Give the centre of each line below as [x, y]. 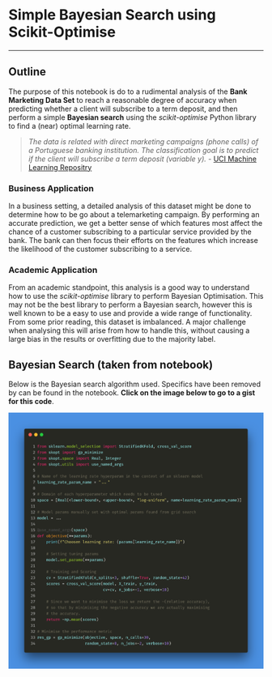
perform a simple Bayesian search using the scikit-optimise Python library [132, 117]
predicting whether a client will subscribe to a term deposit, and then [123, 109]
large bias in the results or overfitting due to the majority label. [112, 339]
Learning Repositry [60, 167]
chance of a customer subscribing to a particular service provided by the [130, 232]
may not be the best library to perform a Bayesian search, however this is [130, 304]
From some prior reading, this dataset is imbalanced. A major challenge [127, 322]
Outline [27, 72]
